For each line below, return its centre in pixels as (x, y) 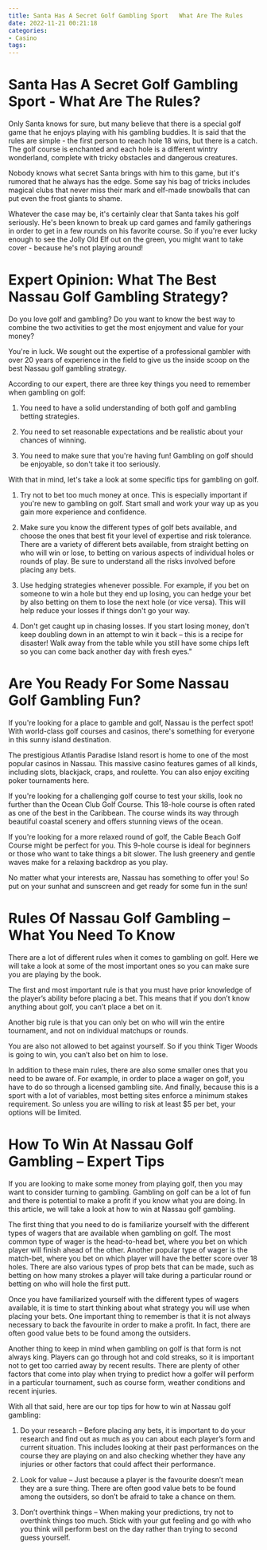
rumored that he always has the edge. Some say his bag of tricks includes (130, 182)
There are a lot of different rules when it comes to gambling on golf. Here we (133, 957)
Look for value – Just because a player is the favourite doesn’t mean (132, 1479)
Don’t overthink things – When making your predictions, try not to (127, 1512)
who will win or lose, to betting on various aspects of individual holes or (137, 553)
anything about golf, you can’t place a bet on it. (85, 1006)
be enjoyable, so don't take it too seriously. (90, 464)
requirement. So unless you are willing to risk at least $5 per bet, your (122, 1103)
